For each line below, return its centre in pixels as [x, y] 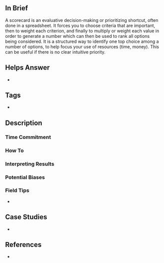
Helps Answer [28, 67]
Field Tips [17, 190]
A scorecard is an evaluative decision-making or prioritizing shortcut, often [82, 20]
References [23, 245]
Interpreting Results [30, 164]
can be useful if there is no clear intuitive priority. [55, 52]
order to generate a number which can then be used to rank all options [78, 36]
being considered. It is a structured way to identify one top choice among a [82, 41]
